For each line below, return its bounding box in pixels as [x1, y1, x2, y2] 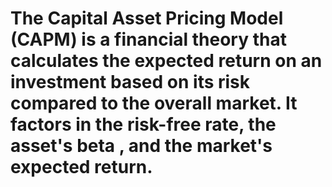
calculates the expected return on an [10, 50, 323, 72]
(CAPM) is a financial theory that [10, 28, 287, 51]
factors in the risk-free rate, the [10, 113, 277, 136]
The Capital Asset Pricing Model [10, 7, 284, 30]
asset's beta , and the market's [10, 135, 273, 157]
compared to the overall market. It [10, 92, 298, 115]
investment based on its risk [10, 71, 251, 94]
